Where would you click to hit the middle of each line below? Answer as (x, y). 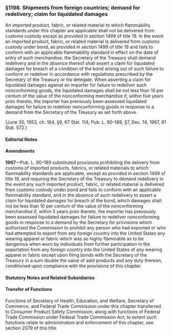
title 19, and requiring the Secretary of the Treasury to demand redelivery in (84, 179)
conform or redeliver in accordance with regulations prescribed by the (79, 74)
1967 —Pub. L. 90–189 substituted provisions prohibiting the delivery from (82, 162)
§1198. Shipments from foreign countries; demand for (73, 8)
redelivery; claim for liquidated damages (57, 14)
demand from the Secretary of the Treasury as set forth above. (71, 112)
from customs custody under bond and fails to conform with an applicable (83, 190)
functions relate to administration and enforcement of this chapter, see (80, 322)
